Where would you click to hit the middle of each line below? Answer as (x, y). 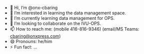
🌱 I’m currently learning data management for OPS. (62, 18)
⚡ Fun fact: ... (23, 47)
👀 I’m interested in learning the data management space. (68, 13)
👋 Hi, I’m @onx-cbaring (34, 8)
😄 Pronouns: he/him (31, 41)
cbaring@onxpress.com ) (35, 36)
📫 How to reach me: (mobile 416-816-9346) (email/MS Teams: (74, 29)
